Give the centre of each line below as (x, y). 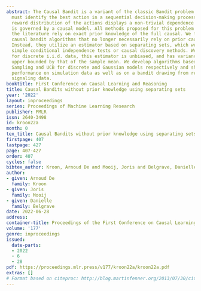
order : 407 (20, 156)
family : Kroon (29, 184)
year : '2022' (22, 95)
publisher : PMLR (26, 112)
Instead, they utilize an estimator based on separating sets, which (100, 45)
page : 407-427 (24, 151)
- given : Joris (25, 189)
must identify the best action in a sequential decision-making (93, 17)
